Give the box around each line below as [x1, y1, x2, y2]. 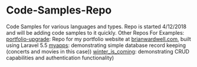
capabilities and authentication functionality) [6, 54, 114, 61]
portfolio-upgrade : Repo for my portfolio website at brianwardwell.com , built [6, 35, 192, 42]
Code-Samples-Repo [6, 4, 112, 17]
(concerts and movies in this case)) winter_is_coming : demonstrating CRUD [6, 48, 190, 55]
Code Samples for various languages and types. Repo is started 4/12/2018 [6, 23, 187, 30]
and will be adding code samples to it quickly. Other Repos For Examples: [6, 29, 185, 36]
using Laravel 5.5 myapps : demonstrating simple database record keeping [6, 42, 186, 49]
